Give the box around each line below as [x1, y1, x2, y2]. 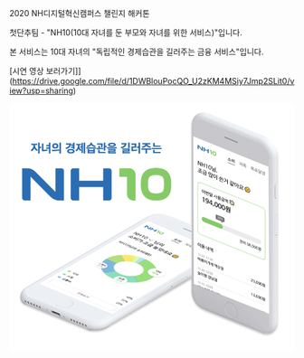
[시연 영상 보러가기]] [9, 66, 81, 76]
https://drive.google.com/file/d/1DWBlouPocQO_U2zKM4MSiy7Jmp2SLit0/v [12, 76, 295, 86]
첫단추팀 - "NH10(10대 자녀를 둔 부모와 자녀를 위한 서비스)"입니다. [9, 27, 242, 38]
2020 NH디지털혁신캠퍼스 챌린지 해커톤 [9, 8, 150, 18]
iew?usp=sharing [9, 85, 74, 96]
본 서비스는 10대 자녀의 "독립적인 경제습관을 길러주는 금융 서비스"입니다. [9, 46, 264, 57]
